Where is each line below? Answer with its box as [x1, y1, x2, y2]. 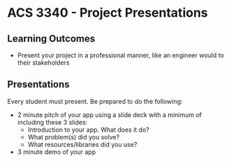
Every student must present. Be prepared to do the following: [7, 97, 183, 105]
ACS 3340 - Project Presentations [7, 5, 208, 21]
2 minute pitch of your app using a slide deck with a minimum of [17, 110, 202, 119]
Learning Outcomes [7, 33, 96, 45]
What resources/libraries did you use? [27, 140, 137, 148]
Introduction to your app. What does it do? [27, 125, 150, 134]
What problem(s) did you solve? [27, 132, 120, 141]
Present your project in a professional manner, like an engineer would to [17, 51, 225, 59]
